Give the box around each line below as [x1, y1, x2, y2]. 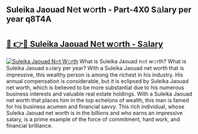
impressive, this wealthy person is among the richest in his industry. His [6, 71, 184, 78]
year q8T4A [6, 14, 52, 25]
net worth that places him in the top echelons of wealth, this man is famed [6, 97, 189, 103]
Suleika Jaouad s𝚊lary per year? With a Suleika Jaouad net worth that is [6, 65, 184, 71]
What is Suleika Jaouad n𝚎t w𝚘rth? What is [79, 58, 187, 65]
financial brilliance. [6, 122, 53, 129]
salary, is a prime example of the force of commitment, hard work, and [6, 116, 180, 123]
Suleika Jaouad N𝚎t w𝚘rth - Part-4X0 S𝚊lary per [6, 5, 192, 15]
